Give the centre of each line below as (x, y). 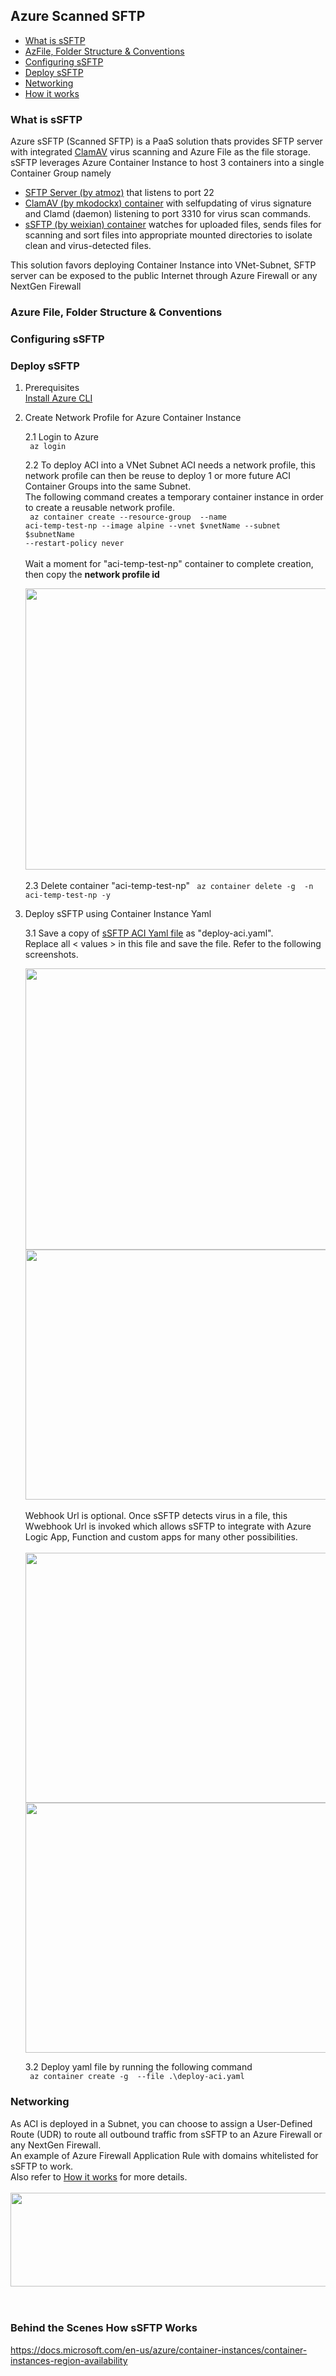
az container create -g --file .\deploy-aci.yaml (137, 2077)
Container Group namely (61, 173)
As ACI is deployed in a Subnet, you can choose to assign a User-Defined (161, 2123)
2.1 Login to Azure (61, 437)
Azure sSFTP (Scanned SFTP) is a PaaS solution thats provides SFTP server (166, 141)
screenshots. (51, 955)
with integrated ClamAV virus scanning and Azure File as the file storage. (160, 152)
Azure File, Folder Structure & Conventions (116, 312)
